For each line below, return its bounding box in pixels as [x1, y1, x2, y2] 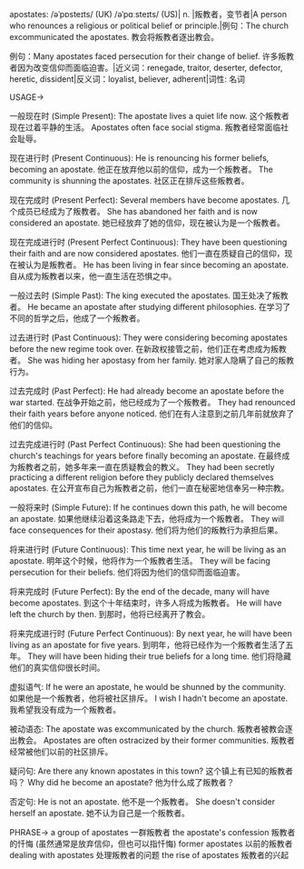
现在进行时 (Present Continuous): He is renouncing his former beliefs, [9, 153, 270, 163]
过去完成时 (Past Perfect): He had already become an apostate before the [9, 385, 284, 396]
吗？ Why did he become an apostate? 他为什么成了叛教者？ [9, 777, 235, 787]
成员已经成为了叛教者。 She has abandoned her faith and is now [16, 206, 259, 216]
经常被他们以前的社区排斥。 [9, 746, 113, 757]
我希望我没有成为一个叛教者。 [9, 704, 121, 714]
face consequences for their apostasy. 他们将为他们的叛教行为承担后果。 [9, 524, 283, 535]
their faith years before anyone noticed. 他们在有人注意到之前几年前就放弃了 [9, 408, 295, 419]
